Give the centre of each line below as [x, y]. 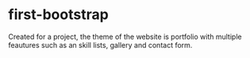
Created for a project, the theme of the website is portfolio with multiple [125, 37]
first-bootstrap [58, 15]
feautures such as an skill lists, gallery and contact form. [100, 44]
